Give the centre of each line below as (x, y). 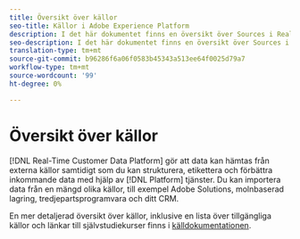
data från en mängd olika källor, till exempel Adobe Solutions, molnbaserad (146, 189)
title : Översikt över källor (63, 17)
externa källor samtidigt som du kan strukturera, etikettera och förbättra (141, 169)
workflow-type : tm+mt (50, 68)
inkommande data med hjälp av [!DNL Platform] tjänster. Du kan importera (145, 179)
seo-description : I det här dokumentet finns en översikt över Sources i (150, 42)
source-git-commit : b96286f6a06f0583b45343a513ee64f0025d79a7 (127, 59)
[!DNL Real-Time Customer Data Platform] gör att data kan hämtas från (139, 161)
